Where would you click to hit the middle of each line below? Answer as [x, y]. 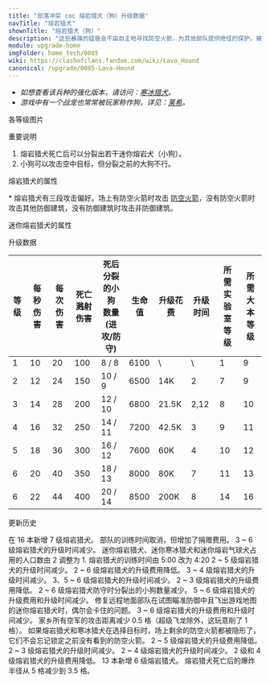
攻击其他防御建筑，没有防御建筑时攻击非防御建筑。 [93, 208]
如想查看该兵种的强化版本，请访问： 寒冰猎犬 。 [97, 92]
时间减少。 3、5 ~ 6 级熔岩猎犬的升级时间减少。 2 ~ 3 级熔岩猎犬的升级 [133, 580]
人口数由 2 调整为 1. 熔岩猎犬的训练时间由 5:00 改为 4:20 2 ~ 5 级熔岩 [137, 560]
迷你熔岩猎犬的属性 [40, 225]
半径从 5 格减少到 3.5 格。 [51, 670]
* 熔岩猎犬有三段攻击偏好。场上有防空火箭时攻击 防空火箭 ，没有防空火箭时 [132, 197]
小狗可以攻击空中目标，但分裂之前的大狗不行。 [97, 164]
